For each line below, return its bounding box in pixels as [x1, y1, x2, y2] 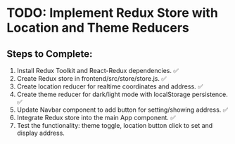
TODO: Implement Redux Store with [6, 5, 219, 21]
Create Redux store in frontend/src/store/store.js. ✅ [16, 74, 167, 82]
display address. [16, 129, 65, 137]
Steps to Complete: [6, 48, 93, 60]
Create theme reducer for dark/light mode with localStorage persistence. [16, 90, 228, 98]
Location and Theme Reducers [6, 20, 189, 36]
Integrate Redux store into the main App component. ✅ [16, 114, 177, 122]
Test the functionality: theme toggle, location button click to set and [16, 122, 213, 129]
